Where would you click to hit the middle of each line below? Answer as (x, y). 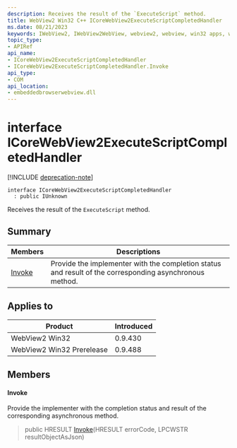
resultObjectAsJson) (54, 437)
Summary (29, 231)
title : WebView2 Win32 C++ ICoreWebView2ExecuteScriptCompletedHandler (115, 20)
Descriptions (138, 252)
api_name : (22, 54)
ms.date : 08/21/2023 (38, 27)
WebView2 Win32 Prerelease (59, 349)
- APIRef (20, 47)
